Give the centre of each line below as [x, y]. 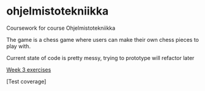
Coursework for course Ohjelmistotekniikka [61, 28]
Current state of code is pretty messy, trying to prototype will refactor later [100, 58]
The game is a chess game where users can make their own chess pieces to [103, 39]
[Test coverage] [26, 81]
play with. [19, 46]
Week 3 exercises [29, 69]
